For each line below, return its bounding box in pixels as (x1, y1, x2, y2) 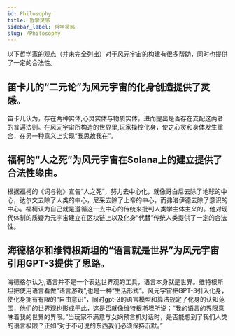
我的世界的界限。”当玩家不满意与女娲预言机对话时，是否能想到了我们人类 (19, 312, 228, 321)
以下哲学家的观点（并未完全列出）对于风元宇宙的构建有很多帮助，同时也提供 (7, 50, 228, 58)
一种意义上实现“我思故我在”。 (31, 132, 117, 140)
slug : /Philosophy (7, 29, 61, 37)
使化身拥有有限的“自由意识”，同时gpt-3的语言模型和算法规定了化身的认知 (7, 295, 219, 303)
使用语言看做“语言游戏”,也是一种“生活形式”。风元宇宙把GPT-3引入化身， (19, 286, 228, 295)
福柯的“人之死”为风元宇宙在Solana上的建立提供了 (7, 154, 222, 166)
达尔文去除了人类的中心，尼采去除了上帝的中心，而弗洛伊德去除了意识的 (19, 195, 228, 204)
